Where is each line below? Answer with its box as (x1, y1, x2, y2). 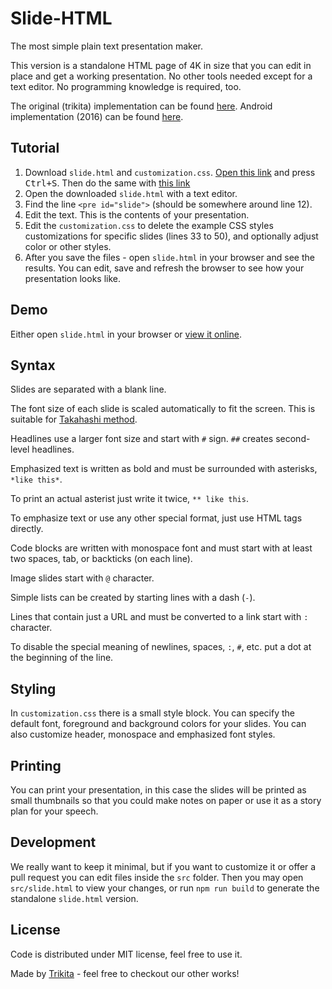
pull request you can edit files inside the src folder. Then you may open (10, 871, 304, 883)
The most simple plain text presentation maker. (10, 40, 203, 52)
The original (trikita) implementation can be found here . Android (10, 100, 273, 112)
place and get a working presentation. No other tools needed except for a (10, 70, 313, 82)
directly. (10, 523, 44, 535)
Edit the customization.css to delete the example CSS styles (24, 219, 274, 231)
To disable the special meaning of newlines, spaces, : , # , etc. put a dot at (10, 641, 312, 653)
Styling (10, 680, 57, 697)
